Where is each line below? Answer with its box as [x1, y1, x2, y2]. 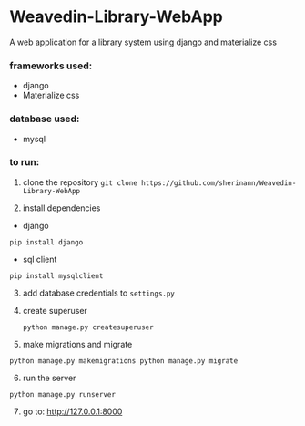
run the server [22, 372, 76, 383]
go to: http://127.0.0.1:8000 [22, 406, 123, 417]
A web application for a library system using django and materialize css [9, 36, 278, 47]
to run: [9, 156, 40, 169]
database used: [9, 112, 80, 125]
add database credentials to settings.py [22, 287, 176, 298]
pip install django [9, 237, 84, 247]
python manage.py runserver [9, 390, 117, 399]
